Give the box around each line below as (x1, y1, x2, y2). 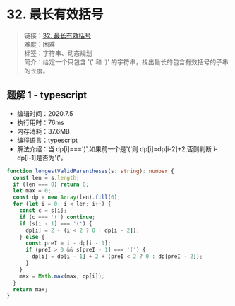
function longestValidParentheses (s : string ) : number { (6, 167, 174, 175)
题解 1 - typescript (6, 89, 88, 101)
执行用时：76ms (16, 118, 64, 126)
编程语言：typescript (16, 136, 78, 144)
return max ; (13, 286, 49, 293)
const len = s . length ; (13, 174, 80, 181)
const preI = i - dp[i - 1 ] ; (25, 240, 112, 247)
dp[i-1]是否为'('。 (16, 153, 68, 162)
